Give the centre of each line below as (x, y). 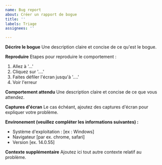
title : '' (15, 19)
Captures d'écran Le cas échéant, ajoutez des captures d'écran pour (77, 107)
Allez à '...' (23, 66)
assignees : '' (20, 28)
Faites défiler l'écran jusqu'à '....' (45, 77)
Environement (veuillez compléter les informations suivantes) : (72, 122)
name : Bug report (23, 10)
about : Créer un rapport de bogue (41, 14)
